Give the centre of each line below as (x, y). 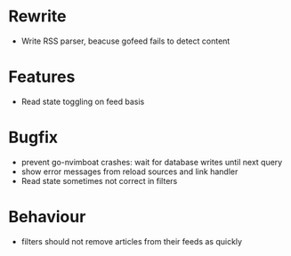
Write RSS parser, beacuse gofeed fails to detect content (125, 41)
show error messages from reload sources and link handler (129, 172)
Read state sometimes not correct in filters (99, 180)
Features (42, 77)
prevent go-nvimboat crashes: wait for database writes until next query (152, 162)
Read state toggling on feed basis (83, 101)
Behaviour (47, 217)
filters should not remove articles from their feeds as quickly (131, 241)
